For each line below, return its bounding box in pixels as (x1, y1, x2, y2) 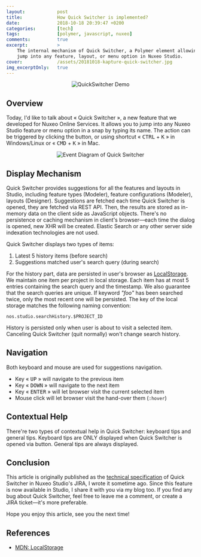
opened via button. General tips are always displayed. (6, 440, 139, 447)
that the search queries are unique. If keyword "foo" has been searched (6, 289, 183, 296)
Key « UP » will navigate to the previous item (14, 375, 124, 382)
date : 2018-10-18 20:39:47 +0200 (6, 20, 124, 26)
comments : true (6, 37, 68, 43)
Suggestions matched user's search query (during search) (14, 259, 160, 265)
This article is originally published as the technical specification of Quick (6, 474, 185, 481)
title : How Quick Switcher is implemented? (6, 14, 148, 20)
